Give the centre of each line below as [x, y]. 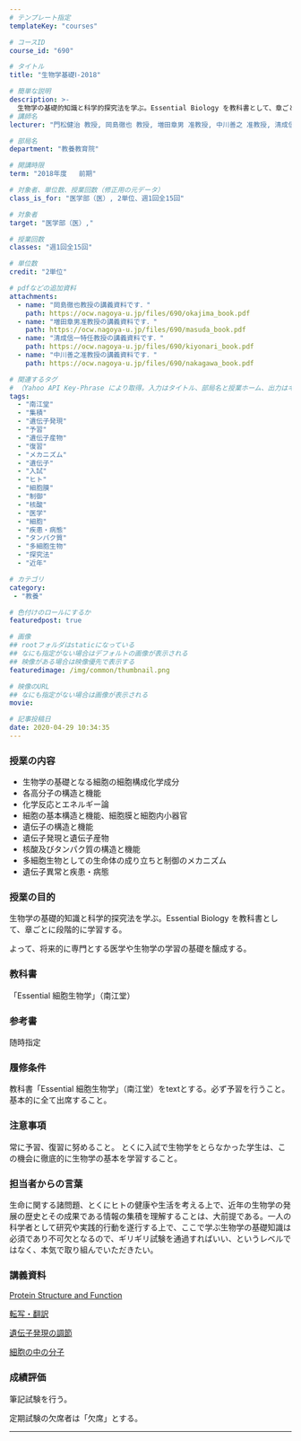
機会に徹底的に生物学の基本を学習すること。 [99, 1158]
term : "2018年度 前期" [53, 174]
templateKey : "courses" [54, 26]
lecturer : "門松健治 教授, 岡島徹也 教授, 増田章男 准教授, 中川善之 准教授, [140, 125]
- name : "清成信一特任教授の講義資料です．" [90, 338]
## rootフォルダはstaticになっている [72, 646]
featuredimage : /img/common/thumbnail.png [90, 670]
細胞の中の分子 [37, 1352]
